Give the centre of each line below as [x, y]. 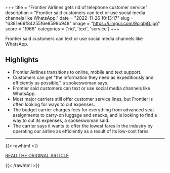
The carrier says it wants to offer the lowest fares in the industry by [82, 125]
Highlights [22, 60]
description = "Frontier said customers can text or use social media [75, 13]
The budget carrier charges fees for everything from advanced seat [83, 110]
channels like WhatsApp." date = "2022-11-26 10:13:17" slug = [70, 18]
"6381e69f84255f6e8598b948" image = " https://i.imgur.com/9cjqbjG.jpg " [83, 23]
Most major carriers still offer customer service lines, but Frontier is [83, 99]
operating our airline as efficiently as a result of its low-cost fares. [81, 131]
